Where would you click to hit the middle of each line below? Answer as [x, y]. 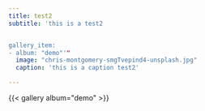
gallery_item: [32, 45]
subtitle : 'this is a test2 [56, 23]
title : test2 [30, 16]
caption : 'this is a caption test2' [77, 68]
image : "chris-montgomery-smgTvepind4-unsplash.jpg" [107, 60]
